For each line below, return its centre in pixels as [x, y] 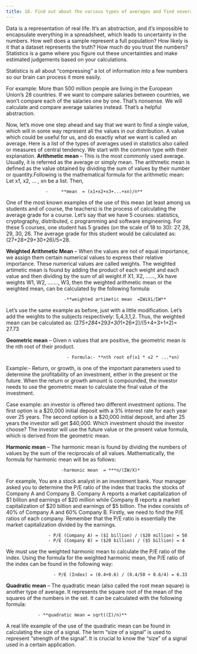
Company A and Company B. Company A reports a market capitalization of [96, 493]
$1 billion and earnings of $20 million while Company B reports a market [93, 500]
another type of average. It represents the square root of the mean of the [94, 592]
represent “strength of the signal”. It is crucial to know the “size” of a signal [97, 638]
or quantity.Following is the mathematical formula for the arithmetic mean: [95, 174]
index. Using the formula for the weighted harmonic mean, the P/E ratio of [95, 557]
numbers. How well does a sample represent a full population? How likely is [97, 40]
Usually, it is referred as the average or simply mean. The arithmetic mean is [98, 162]
